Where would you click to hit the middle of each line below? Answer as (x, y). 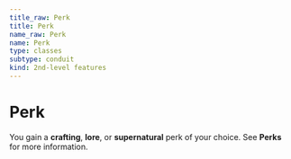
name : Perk (30, 43)
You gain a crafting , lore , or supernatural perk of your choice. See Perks (145, 137)
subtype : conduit (42, 59)
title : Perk (32, 26)
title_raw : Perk (40, 18)
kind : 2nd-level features (58, 68)
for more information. (49, 146)
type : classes (36, 51)
